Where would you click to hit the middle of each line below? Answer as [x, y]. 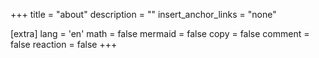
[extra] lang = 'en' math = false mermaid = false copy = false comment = [160, 33]
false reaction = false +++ [64, 44]
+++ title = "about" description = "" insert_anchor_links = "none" [143, 14]
